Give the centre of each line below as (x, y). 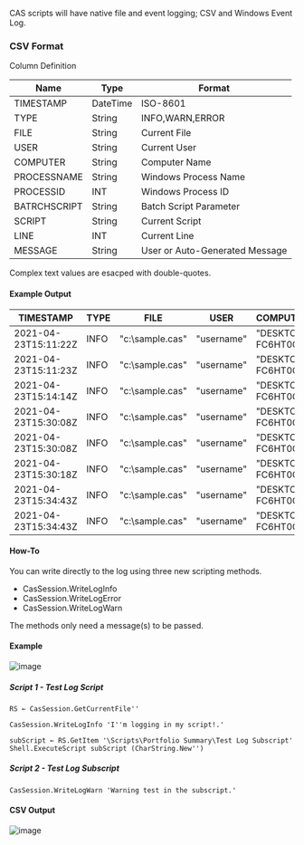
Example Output (41, 293)
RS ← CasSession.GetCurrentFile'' (75, 709)
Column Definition (43, 66)
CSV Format (37, 46)
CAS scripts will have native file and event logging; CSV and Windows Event (151, 13)
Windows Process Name (193, 178)
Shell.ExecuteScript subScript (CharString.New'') (107, 748)
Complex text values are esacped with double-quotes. (110, 273)
